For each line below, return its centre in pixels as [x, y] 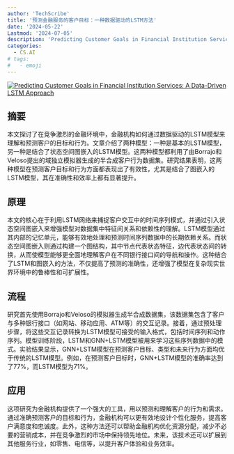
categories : [24, 46]
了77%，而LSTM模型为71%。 [49, 367]
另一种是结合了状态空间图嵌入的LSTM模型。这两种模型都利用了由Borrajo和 [115, 152]
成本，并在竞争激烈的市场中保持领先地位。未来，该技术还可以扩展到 [129, 435]
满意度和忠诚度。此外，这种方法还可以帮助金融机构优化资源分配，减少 [114, 426]
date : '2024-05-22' [36, 26]
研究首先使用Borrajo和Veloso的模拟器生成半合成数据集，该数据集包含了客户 [116, 315]
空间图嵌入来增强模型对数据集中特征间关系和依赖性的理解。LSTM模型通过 [119, 229]
